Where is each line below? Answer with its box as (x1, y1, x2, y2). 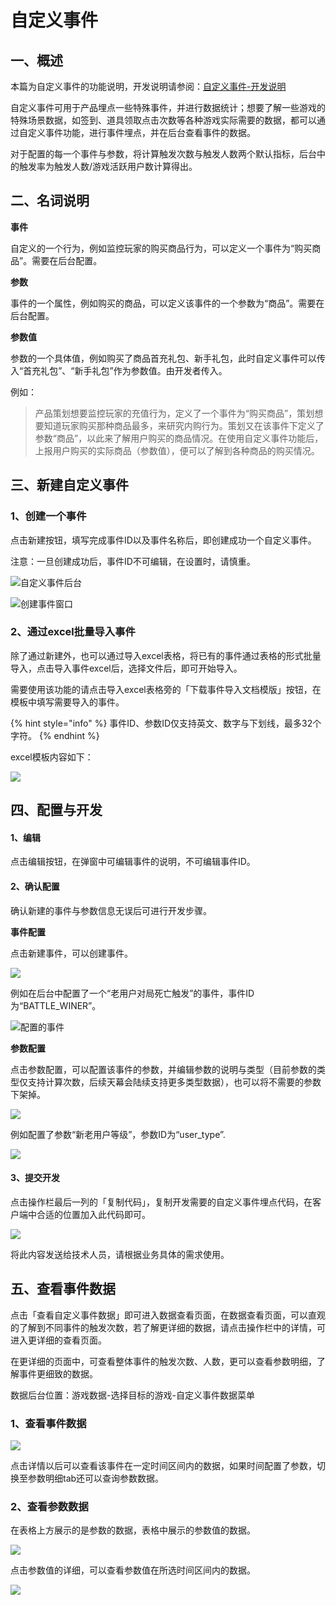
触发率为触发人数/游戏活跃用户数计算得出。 (18, 161, 198, 172)
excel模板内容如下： (10, 751, 94, 763)
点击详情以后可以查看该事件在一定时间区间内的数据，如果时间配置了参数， (10, 1459, 317, 1471)
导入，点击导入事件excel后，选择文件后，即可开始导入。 (10, 662, 243, 674)
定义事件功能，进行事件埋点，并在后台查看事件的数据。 (27, 127, 256, 138)
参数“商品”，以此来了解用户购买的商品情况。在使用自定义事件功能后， (34, 432, 324, 444)
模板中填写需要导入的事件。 (10, 696, 125, 708)
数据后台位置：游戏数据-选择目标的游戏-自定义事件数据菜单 (10, 1389, 255, 1401)
